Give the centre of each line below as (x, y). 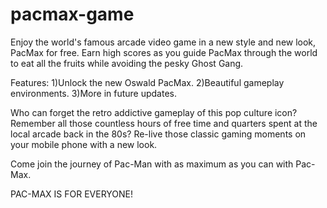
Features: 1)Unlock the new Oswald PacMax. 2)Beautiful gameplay (147, 82)
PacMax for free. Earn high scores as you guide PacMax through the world (164, 52)
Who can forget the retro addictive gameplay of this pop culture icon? (154, 112)
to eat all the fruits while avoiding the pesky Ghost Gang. (127, 63)
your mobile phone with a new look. (84, 144)
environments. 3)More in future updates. (93, 93)
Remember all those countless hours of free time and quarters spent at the (164, 123)
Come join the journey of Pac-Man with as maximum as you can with (152, 164)
